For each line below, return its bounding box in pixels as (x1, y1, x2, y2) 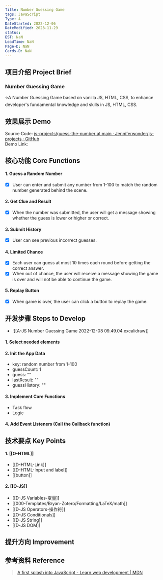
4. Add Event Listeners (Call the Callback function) (5, 421, 110, 427)
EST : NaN (5, 35, 23, 40)
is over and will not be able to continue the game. (12, 276, 112, 282)
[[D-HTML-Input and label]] (12, 467, 68, 472)
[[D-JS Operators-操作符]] (12, 506, 65, 512)
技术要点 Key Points (5, 436, 66, 445)
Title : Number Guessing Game (5, 7, 65, 12)
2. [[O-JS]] (5, 483, 27, 489)
